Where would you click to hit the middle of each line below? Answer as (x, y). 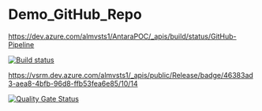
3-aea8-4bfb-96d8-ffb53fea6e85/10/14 (73, 83)
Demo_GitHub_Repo (75, 15)
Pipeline (21, 44)
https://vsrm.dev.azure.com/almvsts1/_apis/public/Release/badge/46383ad (131, 75)
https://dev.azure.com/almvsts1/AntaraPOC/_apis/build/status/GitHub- (122, 36)
